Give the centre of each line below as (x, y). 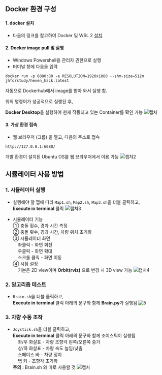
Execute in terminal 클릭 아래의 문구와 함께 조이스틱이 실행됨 (74, 336)
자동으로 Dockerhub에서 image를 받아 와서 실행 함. (56, 90)
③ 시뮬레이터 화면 (31, 238)
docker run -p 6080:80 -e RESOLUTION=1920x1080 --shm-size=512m (75, 76)
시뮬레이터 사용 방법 (35, 174)
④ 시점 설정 (25, 264)
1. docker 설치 (20, 23)
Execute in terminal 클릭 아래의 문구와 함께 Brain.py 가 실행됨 (75, 303)
